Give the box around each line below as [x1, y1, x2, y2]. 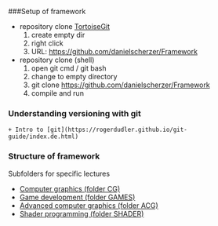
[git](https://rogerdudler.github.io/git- [46, 126, 188, 134]
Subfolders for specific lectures [8, 169, 111, 178]
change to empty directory [31, 72, 118, 81]
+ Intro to [8, 126, 44, 134]
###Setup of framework [8, 7, 86, 16]
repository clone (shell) [19, 55, 95, 64]
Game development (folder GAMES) [19, 192, 136, 202]
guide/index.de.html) [8, 133, 79, 140]
